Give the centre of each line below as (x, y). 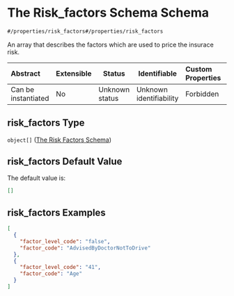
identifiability (157, 98)
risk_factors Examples (56, 212)
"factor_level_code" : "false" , (65, 241)
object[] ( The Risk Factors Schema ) (60, 140)
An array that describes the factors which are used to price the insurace (110, 44)
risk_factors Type (46, 123)
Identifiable (158, 73)
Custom (199, 69)
